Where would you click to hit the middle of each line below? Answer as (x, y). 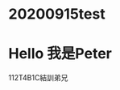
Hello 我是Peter (60, 54)
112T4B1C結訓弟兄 (38, 78)
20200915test (57, 14)
